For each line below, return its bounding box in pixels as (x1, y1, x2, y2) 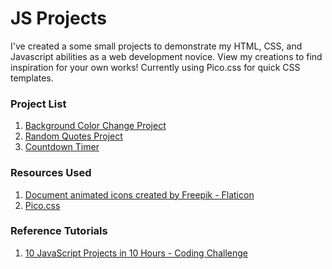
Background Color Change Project (24, 120, 167, 132)
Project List (10, 97, 67, 111)
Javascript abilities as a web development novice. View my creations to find (10, 50, 323, 62)
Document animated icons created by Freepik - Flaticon (24, 188, 255, 201)
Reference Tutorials (10, 224, 108, 238)
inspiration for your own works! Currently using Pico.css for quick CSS (10, 61, 301, 73)
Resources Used (10, 166, 92, 180)
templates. (10, 72, 54, 84)
